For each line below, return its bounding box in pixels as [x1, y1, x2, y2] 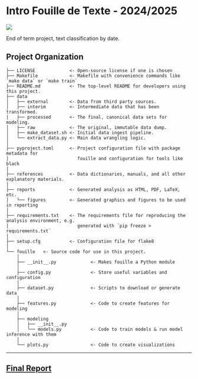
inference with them [6, 331, 57, 338]
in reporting [6, 202, 38, 208]
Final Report [6, 364, 52, 374]
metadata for [6, 150, 38, 156]
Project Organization [6, 52, 84, 62]
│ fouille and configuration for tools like [6, 156, 183, 161]
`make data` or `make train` [6, 78, 78, 84]
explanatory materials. [6, 176, 65, 182]
